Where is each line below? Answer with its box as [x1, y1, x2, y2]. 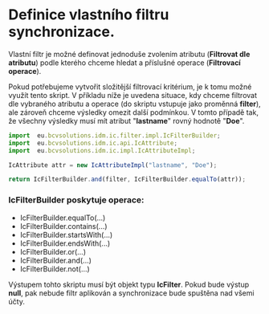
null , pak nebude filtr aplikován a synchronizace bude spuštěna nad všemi [8, 287, 255, 298]
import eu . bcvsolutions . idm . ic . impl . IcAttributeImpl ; [8, 146, 196, 154]
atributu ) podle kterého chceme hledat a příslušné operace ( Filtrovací [8, 58, 241, 67]
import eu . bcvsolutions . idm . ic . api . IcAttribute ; [8, 139, 178, 147]
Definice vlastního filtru [8, 6, 169, 24]
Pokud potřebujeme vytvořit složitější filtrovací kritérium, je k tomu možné [8, 82, 252, 92]
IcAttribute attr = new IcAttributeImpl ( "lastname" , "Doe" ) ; [8, 161, 218, 169]
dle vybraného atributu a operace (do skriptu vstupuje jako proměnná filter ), [8, 99, 261, 108]
